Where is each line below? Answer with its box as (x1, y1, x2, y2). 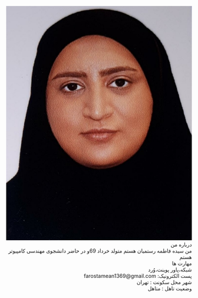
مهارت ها (171, 260, 192, 267)
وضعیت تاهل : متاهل (147, 284, 192, 292)
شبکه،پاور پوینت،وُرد (148, 266, 192, 273)
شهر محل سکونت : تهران (136, 279, 192, 286)
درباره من (170, 241, 192, 248)
